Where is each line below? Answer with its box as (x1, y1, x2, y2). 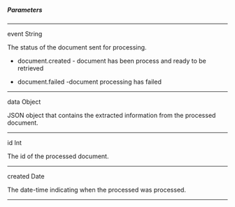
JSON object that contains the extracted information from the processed (7, 111, 216, 119)
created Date (7, 171, 45, 181)
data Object (7, 98, 41, 106)
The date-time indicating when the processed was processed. (7, 185, 187, 194)
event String (7, 29, 43, 38)
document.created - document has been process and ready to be (17, 56, 206, 65)
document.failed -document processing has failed (17, 77, 162, 86)
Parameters (7, 6, 43, 14)
